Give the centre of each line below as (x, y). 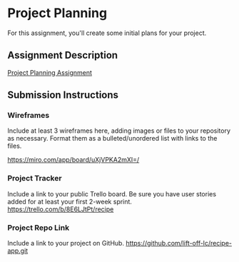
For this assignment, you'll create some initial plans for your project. (107, 33)
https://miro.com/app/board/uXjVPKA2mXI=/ (73, 160)
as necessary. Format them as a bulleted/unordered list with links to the (112, 138)
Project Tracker (35, 178)
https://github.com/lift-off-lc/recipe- (179, 243)
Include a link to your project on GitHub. (66, 243)
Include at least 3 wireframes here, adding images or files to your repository (119, 131)
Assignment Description (63, 55)
